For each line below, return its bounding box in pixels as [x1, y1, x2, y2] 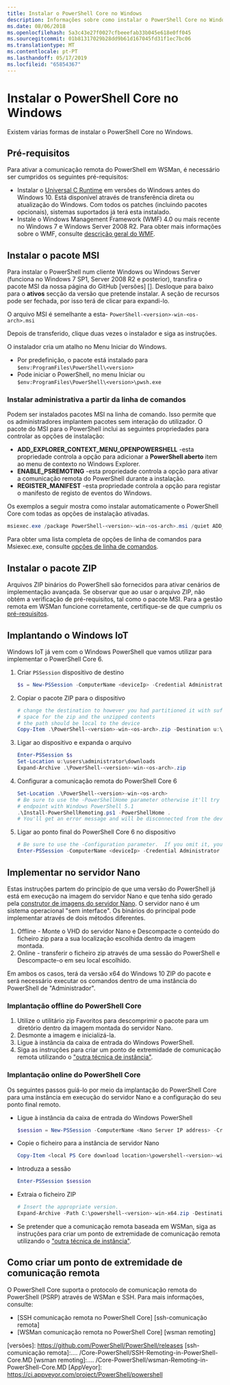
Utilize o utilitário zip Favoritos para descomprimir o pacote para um [16, 1017, 209, 1025]
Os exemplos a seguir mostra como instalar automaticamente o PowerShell [7, 503, 219, 511]
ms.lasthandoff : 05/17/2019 [7, 55, 88, 62]
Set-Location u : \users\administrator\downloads [16, 758, 155, 765]
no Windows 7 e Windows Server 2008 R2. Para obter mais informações [16, 223, 222, 231]
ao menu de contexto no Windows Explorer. [16, 460, 140, 468]
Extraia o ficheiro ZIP [16, 1191, 77, 1199]
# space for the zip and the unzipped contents [16, 713, 155, 720]
